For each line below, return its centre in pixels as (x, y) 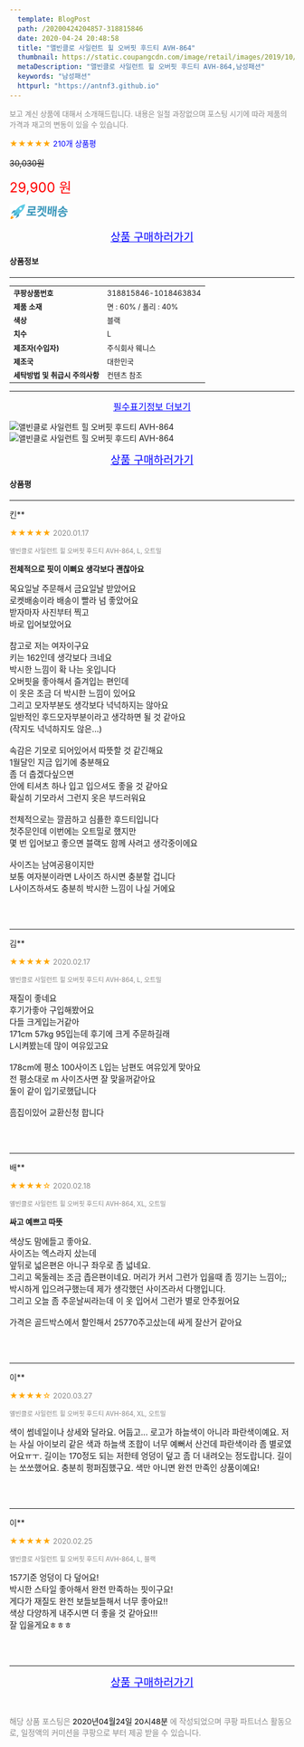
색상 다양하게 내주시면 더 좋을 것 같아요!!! (84, 1613)
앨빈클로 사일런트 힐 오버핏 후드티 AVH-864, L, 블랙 (83, 1559)
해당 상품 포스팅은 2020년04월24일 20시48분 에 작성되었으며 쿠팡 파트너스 (139, 1721)
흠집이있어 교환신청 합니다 (57, 1112)
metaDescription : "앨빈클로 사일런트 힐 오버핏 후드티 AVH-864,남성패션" (141, 67)
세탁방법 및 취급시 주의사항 (56, 376)
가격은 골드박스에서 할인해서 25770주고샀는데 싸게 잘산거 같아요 (126, 1322)
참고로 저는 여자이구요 (49, 645)
